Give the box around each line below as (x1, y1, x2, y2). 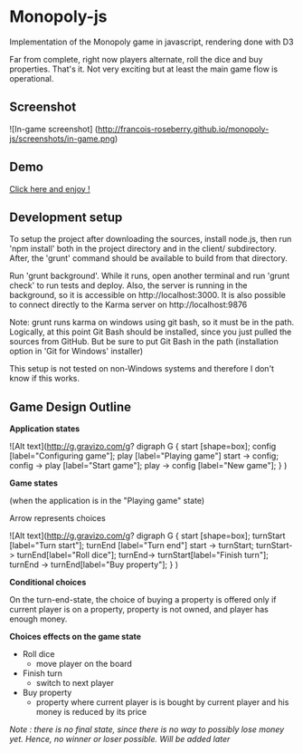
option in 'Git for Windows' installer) (9, 346, 144, 357)
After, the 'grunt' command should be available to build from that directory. (9, 253, 288, 264)
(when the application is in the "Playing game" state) (9, 496, 205, 507)
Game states (9, 478, 59, 488)
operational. (9, 72, 54, 83)
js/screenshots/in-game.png (9, 133, 116, 144)
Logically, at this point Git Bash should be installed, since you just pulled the (9, 326, 292, 337)
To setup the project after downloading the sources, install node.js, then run (9, 234, 292, 245)
